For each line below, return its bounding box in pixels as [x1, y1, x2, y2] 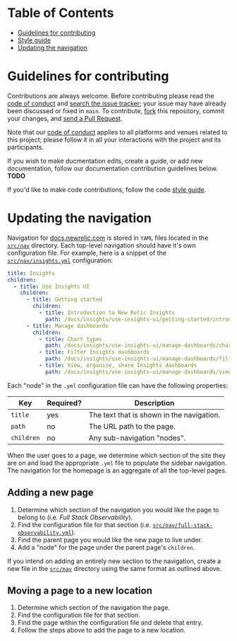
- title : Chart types [38, 335, 102, 342]
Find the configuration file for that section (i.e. [17, 520, 152, 529]
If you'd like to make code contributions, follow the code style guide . [7, 185, 207, 194]
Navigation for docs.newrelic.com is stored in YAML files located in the [7, 233, 209, 242]
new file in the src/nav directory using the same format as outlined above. [7, 564, 222, 572]
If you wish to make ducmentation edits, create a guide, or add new [7, 156, 203, 165]
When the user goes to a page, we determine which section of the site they [7, 451, 226, 459]
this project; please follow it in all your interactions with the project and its [7, 135, 221, 144]
